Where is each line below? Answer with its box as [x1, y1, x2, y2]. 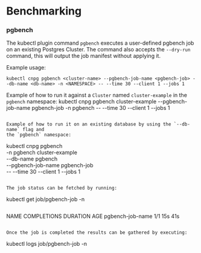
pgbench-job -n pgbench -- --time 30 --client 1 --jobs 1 [31, 104, 170, 112]
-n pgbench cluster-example [6, 149, 77, 156]
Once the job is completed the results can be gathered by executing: [6, 229, 188, 236]
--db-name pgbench [6, 155, 58, 162]
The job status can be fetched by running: [6, 185, 118, 191]
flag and [22, 127, 45, 133]
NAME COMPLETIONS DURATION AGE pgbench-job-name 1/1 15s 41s [6, 213, 180, 220]
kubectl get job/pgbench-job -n [6, 196, 85, 203]
